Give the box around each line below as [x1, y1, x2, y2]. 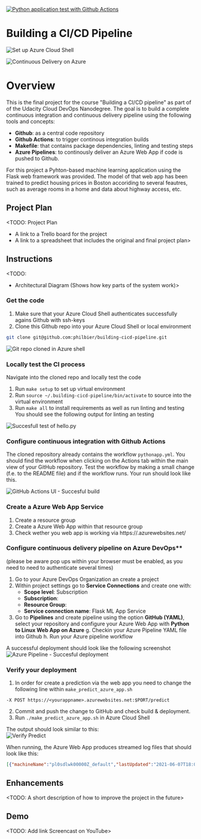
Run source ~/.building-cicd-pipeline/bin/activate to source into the [14, 391, 191, 399]
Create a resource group [14, 516, 76, 524]
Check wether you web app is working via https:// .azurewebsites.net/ [14, 529, 187, 536]
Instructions [6, 254, 53, 265]
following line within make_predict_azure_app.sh [14, 686, 133, 693]
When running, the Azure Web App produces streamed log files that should [6, 744, 191, 751]
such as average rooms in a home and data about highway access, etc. [6, 186, 182, 193]
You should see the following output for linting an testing [14, 411, 154, 418]
